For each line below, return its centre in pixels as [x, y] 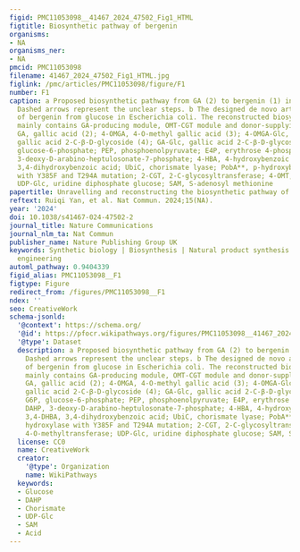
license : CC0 [42, 442]
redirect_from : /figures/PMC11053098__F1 [87, 292]
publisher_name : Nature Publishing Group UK [93, 242]
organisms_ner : [37, 51]
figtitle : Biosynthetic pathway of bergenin [93, 26]
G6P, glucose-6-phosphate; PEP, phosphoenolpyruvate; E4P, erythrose [158, 400]
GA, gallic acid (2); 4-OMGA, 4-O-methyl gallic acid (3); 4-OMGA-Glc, [154, 134]
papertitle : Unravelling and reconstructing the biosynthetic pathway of [150, 192]
